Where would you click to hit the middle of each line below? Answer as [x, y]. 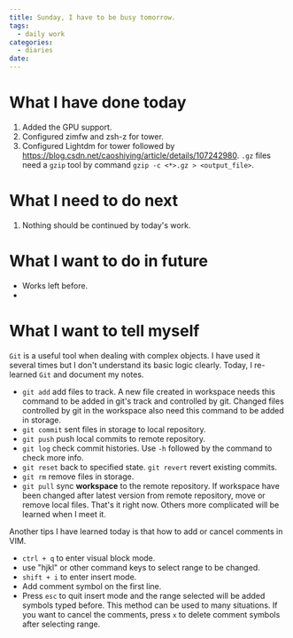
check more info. [53, 457]
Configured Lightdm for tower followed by [98, 146]
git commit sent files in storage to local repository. [114, 429]
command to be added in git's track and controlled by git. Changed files [153, 401]
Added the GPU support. [67, 127]
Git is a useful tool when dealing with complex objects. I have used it [135, 355]
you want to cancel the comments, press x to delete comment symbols [151, 614]
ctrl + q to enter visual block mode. [89, 558]
